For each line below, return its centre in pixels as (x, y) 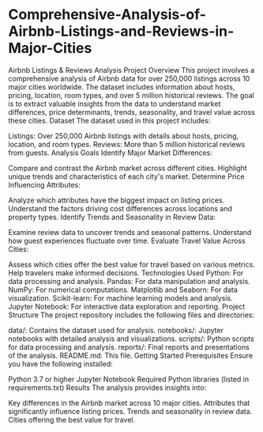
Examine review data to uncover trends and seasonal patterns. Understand (130, 232)
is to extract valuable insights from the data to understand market (115, 104)
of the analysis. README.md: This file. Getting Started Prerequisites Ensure (131, 355)
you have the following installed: (60, 364)
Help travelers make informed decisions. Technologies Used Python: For (126, 273)
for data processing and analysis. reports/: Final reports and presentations (129, 347)
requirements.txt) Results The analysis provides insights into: (107, 387)
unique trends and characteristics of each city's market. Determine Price (126, 176)
